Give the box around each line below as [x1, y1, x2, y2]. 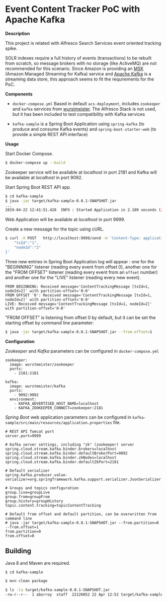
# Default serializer [5, 468, 50, 473]
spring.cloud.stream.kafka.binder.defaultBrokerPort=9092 [5, 451, 128, 455]
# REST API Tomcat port [5, 429, 55, 434]
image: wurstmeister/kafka [9, 383, 66, 388]
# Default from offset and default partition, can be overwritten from [5, 512, 157, 517]
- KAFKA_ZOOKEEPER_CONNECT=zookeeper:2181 [14, 405, 103, 410]
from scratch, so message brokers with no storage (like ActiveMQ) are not [5, 60, 157, 66]
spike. [5, 45, 17, 51]
